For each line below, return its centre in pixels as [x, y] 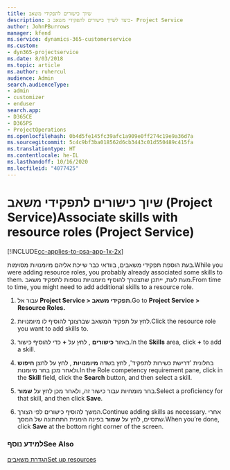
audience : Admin [30, 78]
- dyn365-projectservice [43, 53]
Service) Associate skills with [92, 217]
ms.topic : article [34, 65]
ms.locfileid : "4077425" [43, 168]
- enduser [21, 104]
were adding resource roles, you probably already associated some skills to [115, 272]
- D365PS [20, 123]
